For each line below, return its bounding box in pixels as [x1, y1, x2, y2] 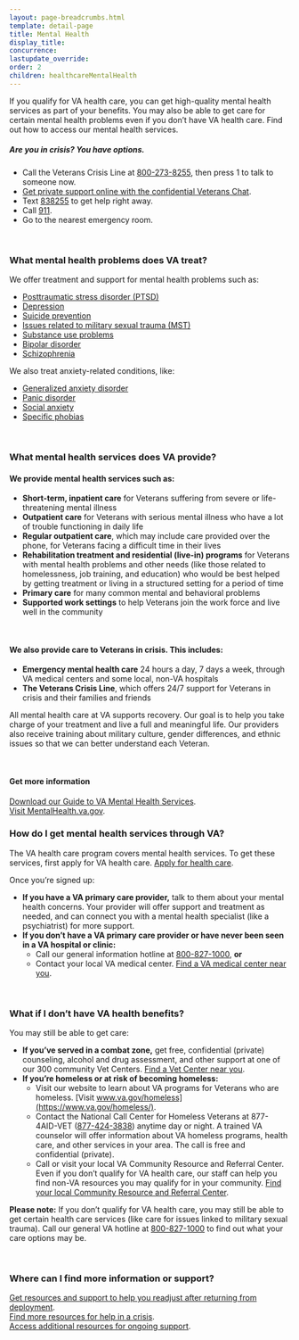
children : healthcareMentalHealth [9, 71, 138, 80]
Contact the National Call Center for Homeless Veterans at [35, 1112, 249, 1122]
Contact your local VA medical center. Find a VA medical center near [35, 958, 287, 969]
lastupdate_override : [9, 54, 90, 63]
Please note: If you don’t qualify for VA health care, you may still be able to [9, 1204, 285, 1215]
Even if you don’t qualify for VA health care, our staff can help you [35, 1168, 278, 1179]
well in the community [21, 607, 104, 617]
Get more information [9, 775, 91, 786]
